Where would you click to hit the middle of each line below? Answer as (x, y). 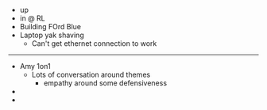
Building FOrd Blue (50, 27)
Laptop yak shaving (52, 35)
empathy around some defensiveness (105, 83)
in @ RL (32, 18)
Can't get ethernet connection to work (94, 44)
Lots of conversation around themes (91, 74)
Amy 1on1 (35, 66)
